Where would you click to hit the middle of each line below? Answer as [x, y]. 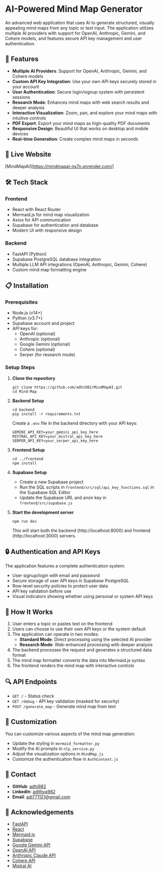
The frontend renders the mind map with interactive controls [73, 666]
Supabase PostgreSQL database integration [56, 259]
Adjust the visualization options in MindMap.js [58, 753]
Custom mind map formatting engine [49, 270]
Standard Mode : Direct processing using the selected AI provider [86, 639]
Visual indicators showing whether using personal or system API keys [82, 596]
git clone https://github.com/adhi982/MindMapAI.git [67, 387]
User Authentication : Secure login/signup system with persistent [78, 92]
